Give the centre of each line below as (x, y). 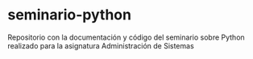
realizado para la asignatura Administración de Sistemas (101, 45)
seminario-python (70, 15)
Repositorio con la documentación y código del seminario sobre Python (126, 37)
